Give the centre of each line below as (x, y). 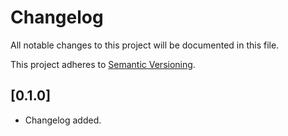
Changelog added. (63, 120)
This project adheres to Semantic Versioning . (103, 64)
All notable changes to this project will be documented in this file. (145, 45)
